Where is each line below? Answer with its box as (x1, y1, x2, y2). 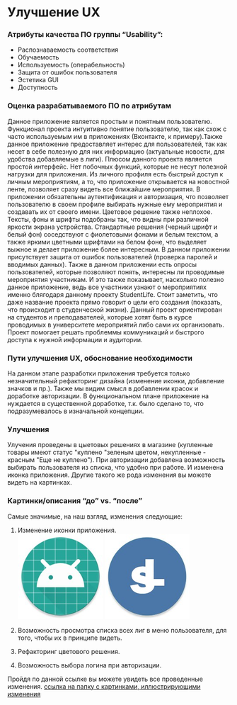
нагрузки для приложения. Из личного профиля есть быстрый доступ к (7, 169, 224, 178)
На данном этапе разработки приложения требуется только (7, 369, 190, 378)
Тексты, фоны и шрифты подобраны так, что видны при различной (7, 215, 209, 223)
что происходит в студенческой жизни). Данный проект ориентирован (7, 305, 223, 314)
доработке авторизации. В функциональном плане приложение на (7, 392, 209, 400)
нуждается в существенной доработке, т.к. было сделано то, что (7, 400, 204, 408)
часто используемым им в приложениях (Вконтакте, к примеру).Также (7, 132, 223, 140)
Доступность (17, 83, 58, 92)
